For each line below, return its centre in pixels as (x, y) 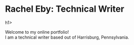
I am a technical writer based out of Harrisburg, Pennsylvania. (67, 37)
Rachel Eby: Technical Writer (65, 9)
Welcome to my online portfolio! (37, 32)
